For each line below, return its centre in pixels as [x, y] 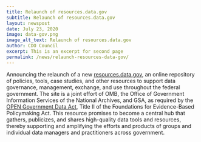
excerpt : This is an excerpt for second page [65, 52]
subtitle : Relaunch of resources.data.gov [61, 18]
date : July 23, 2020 [32, 29]
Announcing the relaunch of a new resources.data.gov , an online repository [101, 74]
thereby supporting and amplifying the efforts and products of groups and [99, 126]
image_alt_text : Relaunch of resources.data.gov [69, 40]
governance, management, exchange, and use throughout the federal [93, 87]
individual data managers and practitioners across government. [86, 132]
